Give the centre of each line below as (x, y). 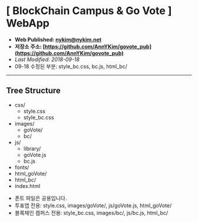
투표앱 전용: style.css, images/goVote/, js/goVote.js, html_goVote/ (93, 205)
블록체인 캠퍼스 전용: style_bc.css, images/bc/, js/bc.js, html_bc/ (91, 213)
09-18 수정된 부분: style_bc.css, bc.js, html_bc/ (71, 66)
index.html (27, 186)
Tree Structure (33, 91)
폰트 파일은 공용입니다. (41, 198)
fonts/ (22, 167)
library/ (32, 149)
